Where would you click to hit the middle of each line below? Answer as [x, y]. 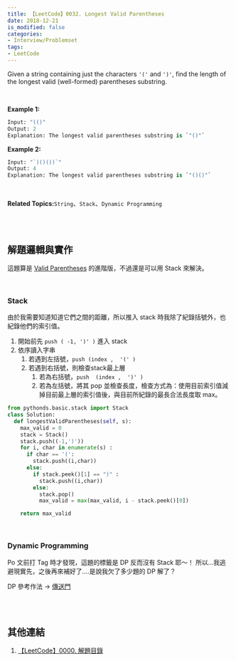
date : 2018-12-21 [33, 21]
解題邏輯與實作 [40, 250]
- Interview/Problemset [43, 41]
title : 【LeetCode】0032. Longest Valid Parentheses [86, 14]
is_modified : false [36, 27]
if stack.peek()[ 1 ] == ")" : [76, 474]
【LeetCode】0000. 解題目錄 [60, 651]
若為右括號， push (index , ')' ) [91, 377]
